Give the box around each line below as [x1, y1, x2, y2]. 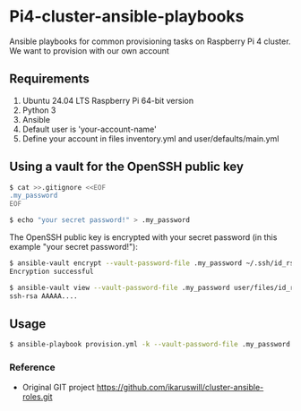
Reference [9, 361, 56, 373]
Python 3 [21, 105, 56, 116]
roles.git [21, 391, 53, 402]
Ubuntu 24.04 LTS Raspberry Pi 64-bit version [21, 95, 194, 106]
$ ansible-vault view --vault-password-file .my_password [9, 283, 230, 292]
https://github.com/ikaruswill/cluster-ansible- [97, 381, 264, 392]
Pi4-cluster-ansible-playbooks [9, 6, 245, 27]
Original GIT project [21, 381, 96, 392]
